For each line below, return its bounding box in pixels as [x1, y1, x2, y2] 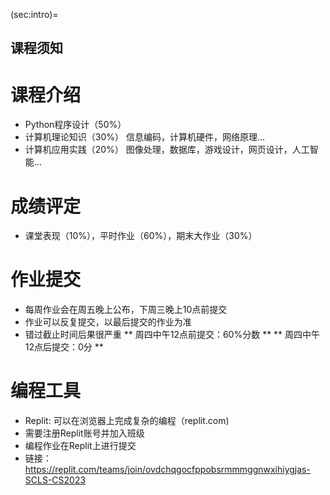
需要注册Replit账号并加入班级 [24, 427, 145, 439]
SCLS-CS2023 [24, 474, 87, 486]
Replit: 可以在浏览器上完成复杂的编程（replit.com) [24, 415, 230, 427]
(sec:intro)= [10, 9, 59, 20]
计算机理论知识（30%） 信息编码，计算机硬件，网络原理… [24, 131, 266, 143]
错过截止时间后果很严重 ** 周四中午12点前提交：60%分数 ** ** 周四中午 [24, 329, 321, 341]
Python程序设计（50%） [24, 119, 127, 131]
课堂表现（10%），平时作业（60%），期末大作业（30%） [24, 230, 258, 242]
